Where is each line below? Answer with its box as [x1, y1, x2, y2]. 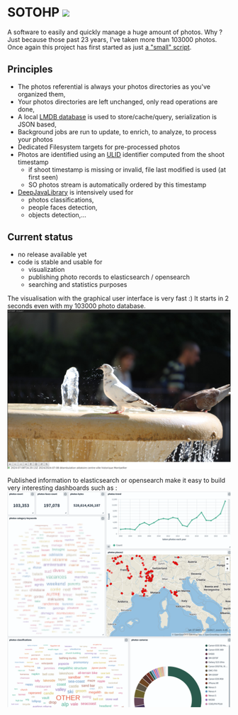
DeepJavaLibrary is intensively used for [17, 187, 134, 196]
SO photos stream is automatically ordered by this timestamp [28, 180, 207, 189]
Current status [7, 231, 73, 244]
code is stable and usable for [17, 257, 103, 266]
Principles [7, 63, 53, 75]
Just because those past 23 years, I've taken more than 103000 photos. [7, 35, 217, 43]
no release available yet [17, 250, 87, 258]
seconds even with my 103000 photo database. [7, 301, 147, 310]
